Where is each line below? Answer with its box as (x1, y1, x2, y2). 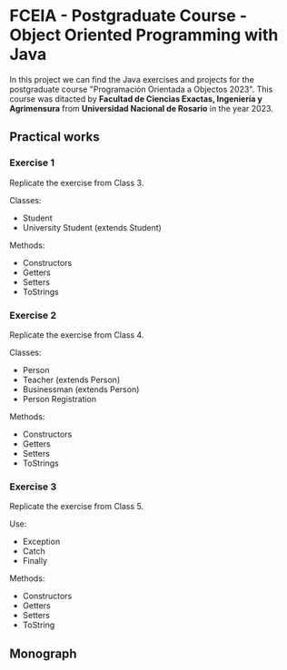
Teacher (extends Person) (22, 374, 121, 385)
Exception (22, 537, 61, 547)
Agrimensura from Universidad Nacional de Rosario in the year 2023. (9, 103, 274, 113)
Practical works (9, 129, 100, 145)
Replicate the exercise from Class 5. (9, 501, 144, 512)
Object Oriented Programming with (9, 25, 279, 45)
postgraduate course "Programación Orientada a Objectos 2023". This (9, 84, 273, 94)
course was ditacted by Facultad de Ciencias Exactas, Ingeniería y (9, 93, 263, 104)
